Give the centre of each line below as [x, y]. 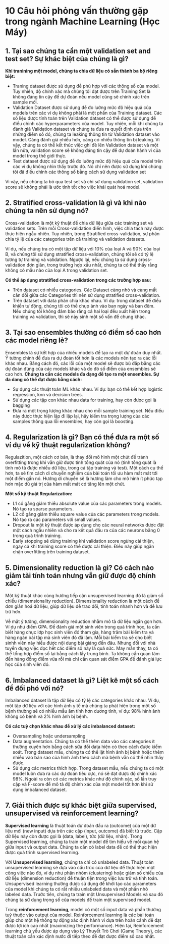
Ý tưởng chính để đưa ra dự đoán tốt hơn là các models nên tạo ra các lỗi [81, 358]
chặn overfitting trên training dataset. [51, 552]
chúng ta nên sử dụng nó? [47, 211]
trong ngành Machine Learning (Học [82, 21]
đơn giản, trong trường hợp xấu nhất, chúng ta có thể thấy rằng [92, 265]
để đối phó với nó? [35, 688]
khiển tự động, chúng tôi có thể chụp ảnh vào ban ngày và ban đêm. [83, 306]
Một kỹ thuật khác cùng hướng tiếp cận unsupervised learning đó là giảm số [84, 596]
